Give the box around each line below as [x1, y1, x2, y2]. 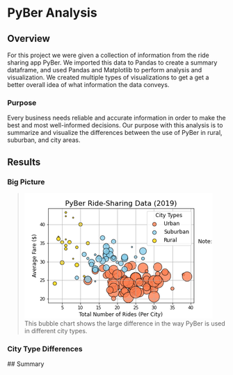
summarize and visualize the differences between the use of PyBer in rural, [7, 129, 223, 137]
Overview [7, 33, 51, 45]
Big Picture [7, 177, 45, 186]
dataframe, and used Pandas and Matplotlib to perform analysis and [7, 66, 202, 74]
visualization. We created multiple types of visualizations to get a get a [7, 73, 209, 81]
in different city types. [24, 326, 88, 335]
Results [7, 156, 41, 168]
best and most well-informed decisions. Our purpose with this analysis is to [7, 121, 223, 129]
